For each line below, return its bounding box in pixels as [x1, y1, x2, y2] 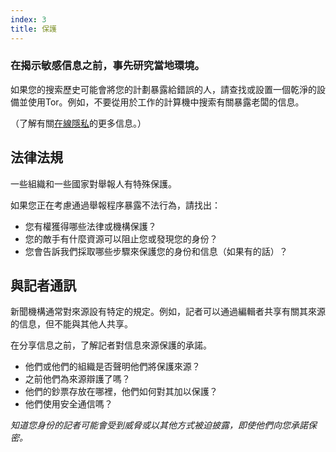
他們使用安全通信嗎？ [24, 398, 113, 410]
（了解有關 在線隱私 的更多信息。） [10, 117, 147, 129]
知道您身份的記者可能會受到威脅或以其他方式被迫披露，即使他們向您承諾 [10, 419, 308, 431]
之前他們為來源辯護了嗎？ [24, 373, 131, 385]
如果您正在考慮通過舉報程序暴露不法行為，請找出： [10, 199, 221, 211]
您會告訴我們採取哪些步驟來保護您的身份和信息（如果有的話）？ [24, 245, 288, 257]
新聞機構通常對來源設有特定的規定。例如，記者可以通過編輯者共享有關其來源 [10, 306, 326, 318]
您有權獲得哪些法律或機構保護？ [24, 220, 157, 232]
